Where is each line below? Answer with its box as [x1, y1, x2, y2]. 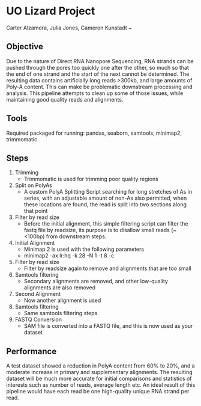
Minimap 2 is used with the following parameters [23, 245, 145, 253]
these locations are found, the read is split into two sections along [23, 201, 187, 208]
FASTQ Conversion [14, 316, 62, 323]
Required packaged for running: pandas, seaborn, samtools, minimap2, [6, 129, 182, 137]
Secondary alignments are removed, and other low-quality [23, 278, 168, 285]
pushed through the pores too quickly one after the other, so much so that [6, 64, 189, 71]
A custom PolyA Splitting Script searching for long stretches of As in [23, 188, 193, 195]
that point [23, 208, 48, 215]
